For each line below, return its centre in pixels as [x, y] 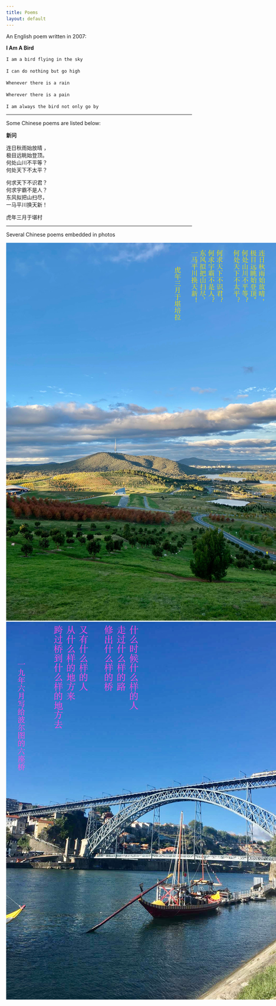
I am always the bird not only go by [52, 106]
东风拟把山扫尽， [27, 197]
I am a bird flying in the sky [45, 59]
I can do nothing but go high [43, 71]
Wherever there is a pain [38, 94]
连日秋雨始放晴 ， [27, 148]
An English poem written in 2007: [46, 36]
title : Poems [22, 12]
